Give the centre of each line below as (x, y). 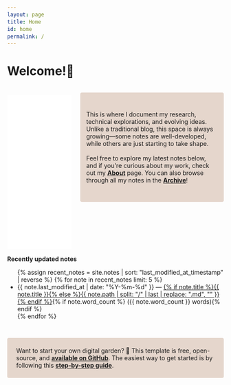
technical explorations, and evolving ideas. (147, 122)
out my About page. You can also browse (145, 173)
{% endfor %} (37, 316)
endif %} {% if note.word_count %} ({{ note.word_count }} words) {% (124, 302)
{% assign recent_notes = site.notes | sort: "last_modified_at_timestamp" (120, 273)
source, (27, 358)
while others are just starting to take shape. (147, 144)
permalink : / (26, 37)
